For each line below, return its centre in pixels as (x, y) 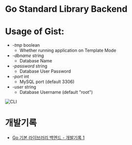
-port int (21, 77)
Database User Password (45, 71)
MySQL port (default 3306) (47, 82)
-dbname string (28, 56)
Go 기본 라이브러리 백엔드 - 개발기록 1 (48, 138)
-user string (24, 87)
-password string (30, 66)
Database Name (36, 61)
